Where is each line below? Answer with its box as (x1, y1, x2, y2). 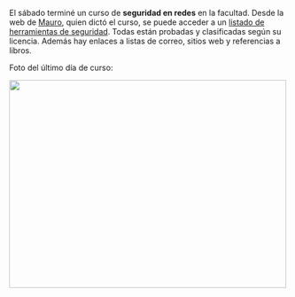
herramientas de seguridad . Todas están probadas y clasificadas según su (9, 27, 282, 36)
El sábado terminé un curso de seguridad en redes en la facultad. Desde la (9, 8, 284, 18)
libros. (9, 45, 33, 56)
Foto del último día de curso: (9, 62, 113, 73)
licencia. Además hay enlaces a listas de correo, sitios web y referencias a (9, 35, 281, 46)
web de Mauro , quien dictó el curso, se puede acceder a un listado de (9, 17, 265, 27)
